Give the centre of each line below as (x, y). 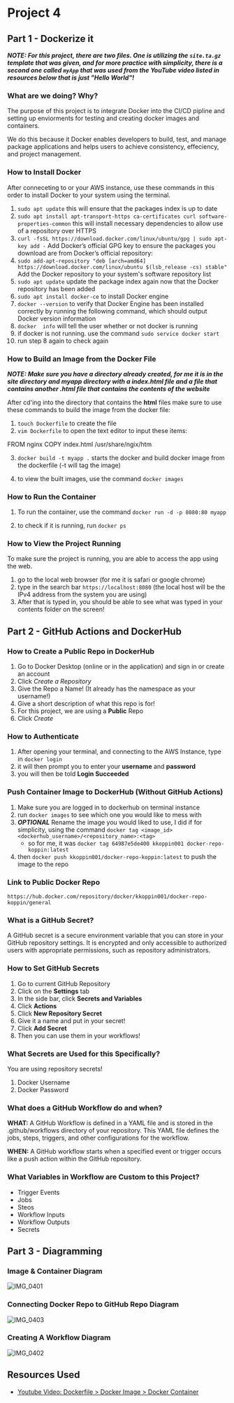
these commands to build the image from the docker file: (89, 409)
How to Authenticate (43, 737)
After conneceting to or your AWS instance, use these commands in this (111, 187)
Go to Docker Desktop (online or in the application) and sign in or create (121, 667)
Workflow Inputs (41, 1214)
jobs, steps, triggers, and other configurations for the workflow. (98, 1138)
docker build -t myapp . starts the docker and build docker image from (121, 457)
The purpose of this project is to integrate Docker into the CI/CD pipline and (116, 111)
